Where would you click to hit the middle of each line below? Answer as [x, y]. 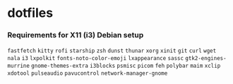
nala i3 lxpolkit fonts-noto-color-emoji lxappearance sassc [96, 59]
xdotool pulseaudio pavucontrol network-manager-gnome [88, 73]
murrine [19, 66]
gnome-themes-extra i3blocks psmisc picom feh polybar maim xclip [126, 66]
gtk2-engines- [206, 59]
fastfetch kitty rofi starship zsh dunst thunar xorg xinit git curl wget [112, 51]
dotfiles [30, 13]
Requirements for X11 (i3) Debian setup [76, 35]
